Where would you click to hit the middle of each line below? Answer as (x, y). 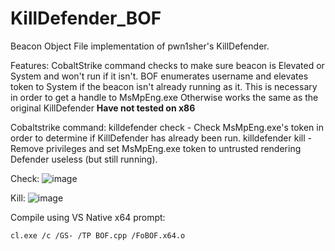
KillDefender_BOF (86, 18)
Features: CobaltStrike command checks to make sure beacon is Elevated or (167, 65)
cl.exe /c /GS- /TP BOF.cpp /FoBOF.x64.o (98, 235)
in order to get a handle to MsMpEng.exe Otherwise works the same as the (164, 97)
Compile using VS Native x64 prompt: (88, 217)
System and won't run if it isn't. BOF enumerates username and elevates (159, 76)
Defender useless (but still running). (84, 159)
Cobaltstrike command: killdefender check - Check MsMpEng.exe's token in (167, 127)
